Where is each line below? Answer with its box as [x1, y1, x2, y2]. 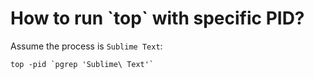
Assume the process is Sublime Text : [10, 40, 163, 52]
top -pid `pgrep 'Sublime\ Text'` [10, 59, 155, 69]
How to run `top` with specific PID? [10, 7, 305, 30]
